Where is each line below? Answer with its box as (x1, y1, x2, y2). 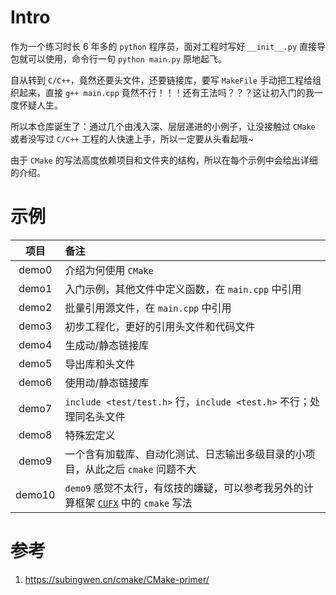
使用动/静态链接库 (64, 376, 150, 390)
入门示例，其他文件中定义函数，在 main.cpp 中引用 (64, 282, 302, 296)
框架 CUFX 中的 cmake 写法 (74, 496, 193, 510)
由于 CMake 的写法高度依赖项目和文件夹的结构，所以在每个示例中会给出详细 (10, 154, 318, 166)
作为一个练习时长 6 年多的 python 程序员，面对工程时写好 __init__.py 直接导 (10, 40, 327, 52)
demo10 (15, 487, 56, 501)
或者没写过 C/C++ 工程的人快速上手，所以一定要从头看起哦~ (10, 132, 254, 145)
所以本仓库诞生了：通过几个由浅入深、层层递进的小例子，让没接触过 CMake (10, 120, 316, 132)
